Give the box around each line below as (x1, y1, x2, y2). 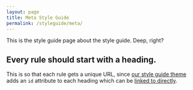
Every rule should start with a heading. (6, 54, 156, 64)
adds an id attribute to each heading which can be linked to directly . (6, 77, 178, 85)
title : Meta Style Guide (6, 15, 69, 21)
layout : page (6, 9, 40, 15)
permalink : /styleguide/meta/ (6, 20, 83, 26)
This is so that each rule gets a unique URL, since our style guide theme (6, 71, 187, 78)
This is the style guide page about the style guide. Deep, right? (6, 37, 164, 44)
